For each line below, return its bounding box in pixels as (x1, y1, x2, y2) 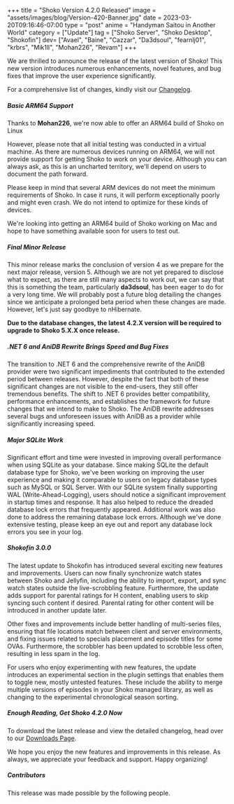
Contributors (7, 771, 46, 779)
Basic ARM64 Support (7, 101, 74, 109)
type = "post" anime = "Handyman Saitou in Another (64, 21, 216, 29)
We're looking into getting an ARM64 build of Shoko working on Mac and (7, 219, 217, 227)
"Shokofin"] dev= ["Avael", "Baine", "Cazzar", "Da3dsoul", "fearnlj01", (7, 36, 206, 44)
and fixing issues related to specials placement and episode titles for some (7, 634, 222, 643)
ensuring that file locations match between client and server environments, (7, 627, 223, 635)
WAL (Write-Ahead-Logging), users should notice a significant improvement (7, 490, 226, 498)
